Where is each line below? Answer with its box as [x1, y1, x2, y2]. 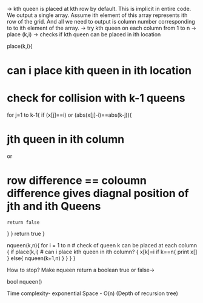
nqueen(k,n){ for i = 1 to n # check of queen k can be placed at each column [7, 242, 198, 249]
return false [7, 220, 40, 226]
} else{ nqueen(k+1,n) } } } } [7, 255, 76, 262]
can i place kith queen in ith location [7, 64, 192, 77]
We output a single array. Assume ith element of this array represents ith [7, 11, 188, 19]
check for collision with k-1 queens [7, 91, 185, 105]
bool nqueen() [7, 278, 42, 285]
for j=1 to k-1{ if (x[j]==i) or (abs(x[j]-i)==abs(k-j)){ [7, 111, 132, 119]
